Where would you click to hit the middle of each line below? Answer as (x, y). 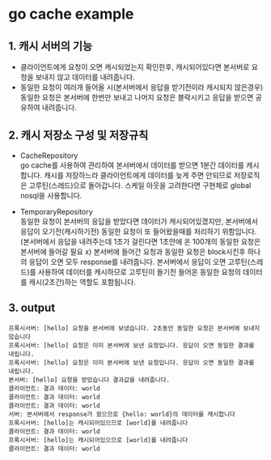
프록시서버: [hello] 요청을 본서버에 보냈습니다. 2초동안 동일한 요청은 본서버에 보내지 (134, 328)
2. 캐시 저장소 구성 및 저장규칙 (78, 136)
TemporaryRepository (56, 211)
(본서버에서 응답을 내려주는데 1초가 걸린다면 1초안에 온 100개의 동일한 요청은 (140, 241)
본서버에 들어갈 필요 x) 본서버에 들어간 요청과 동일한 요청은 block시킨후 (133, 251)
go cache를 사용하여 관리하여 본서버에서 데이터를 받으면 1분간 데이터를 (132, 165)
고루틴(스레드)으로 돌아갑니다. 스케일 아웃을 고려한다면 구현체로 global (140, 185)
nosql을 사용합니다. (51, 195)
